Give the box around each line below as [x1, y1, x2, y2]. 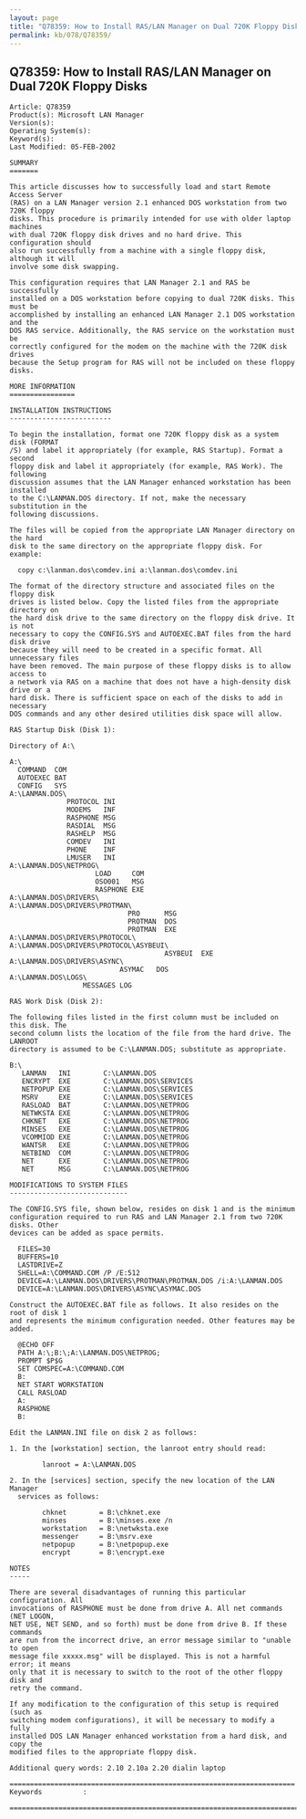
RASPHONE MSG [66, 813, 117, 822]
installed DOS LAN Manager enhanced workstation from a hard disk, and [9, 1731, 287, 1741]
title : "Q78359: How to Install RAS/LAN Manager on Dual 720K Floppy [9, 22, 280, 31]
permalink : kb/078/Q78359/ [9, 30, 112, 39]
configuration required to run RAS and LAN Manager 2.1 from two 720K [9, 1213, 283, 1222]
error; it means [9, 1660, 71, 1669]
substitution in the [9, 502, 88, 511]
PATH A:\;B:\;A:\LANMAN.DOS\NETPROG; [17, 1348, 161, 1358]
